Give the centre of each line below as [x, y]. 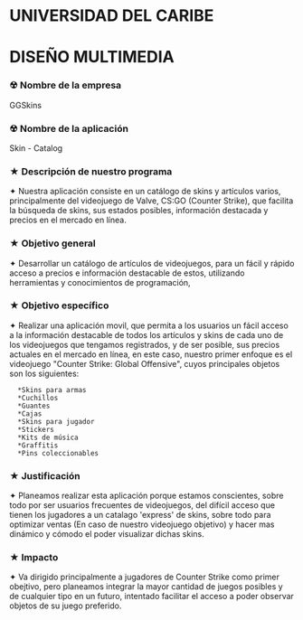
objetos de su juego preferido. [66, 606]
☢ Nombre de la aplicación [69, 128]
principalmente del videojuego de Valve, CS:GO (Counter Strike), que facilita [151, 201]
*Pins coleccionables [58, 453]
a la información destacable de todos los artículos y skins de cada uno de [147, 334]
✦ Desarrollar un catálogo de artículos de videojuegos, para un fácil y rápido [152, 263]
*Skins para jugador [56, 421]
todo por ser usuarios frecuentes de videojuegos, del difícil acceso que [142, 505]
